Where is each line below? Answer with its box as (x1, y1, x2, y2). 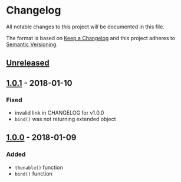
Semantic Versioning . (6, 41, 58, 48)
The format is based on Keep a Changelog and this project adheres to (6, 34, 176, 41)
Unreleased (6, 58, 50, 68)
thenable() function (14, 164, 63, 171)
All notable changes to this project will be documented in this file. (6, 23, 165, 30)
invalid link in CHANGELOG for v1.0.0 (14, 109, 104, 116)
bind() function (14, 170, 53, 177)
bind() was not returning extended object (14, 116, 116, 123)
